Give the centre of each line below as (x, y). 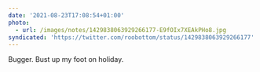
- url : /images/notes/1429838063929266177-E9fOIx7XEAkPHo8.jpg (121, 30)
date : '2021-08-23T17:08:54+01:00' (66, 15)
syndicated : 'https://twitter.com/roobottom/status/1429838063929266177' (132, 37)
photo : (19, 23)
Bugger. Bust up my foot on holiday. (66, 59)
